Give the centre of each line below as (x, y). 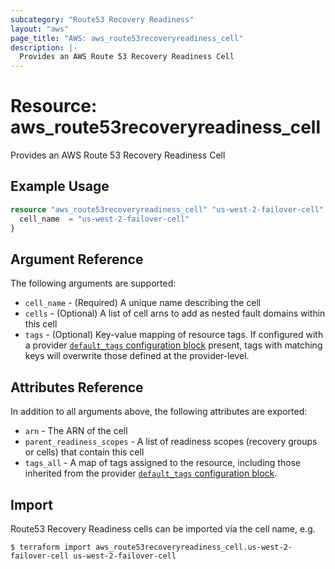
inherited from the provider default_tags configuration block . (151, 473)
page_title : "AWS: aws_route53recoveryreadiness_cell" (127, 38)
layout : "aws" (40, 29)
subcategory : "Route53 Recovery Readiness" (102, 19)
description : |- (44, 47)
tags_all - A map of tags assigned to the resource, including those (163, 463)
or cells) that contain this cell (84, 452)
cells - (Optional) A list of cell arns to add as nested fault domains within (175, 313)
